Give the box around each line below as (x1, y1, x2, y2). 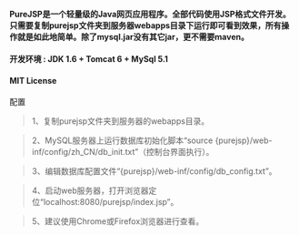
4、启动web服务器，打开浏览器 (31, 185, 149, 196)
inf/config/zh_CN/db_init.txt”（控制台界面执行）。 (31, 147, 214, 158)
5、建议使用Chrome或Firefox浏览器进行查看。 (31, 216, 204, 227)
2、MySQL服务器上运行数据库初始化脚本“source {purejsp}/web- (31, 135, 273, 146)
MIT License (9, 75, 57, 86)
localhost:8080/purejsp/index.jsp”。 (43, 197, 179, 208)
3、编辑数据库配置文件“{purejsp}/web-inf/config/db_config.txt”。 (31, 166, 277, 177)
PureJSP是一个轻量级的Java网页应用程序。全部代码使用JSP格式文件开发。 (9, 8, 291, 19)
